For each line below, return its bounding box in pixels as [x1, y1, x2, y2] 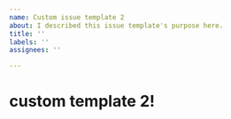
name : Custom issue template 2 [9, 12, 125, 22]
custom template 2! [9, 92, 156, 111]
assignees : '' [9, 46, 62, 55]
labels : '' [9, 37, 50, 47]
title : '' [9, 29, 46, 38]
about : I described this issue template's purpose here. [9, 21, 224, 30]
